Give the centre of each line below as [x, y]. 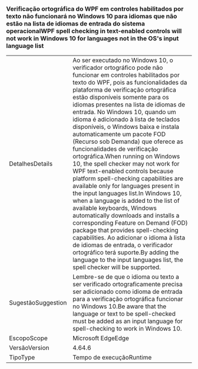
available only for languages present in [126, 186]
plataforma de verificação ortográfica [125, 90]
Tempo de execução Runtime [112, 358]
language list [25, 46]
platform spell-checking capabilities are [128, 179]
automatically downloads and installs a [126, 216]
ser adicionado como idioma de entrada [128, 292]
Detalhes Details [31, 164]
